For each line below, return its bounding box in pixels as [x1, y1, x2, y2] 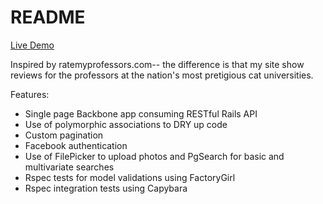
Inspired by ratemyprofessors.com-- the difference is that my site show [10, 58, 305, 70]
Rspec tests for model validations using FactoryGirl [24, 171, 236, 183]
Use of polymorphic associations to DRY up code [24, 118, 228, 130]
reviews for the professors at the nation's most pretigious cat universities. [10, 69, 314, 81]
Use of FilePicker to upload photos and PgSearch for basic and [24, 150, 285, 162]
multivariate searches [24, 161, 115, 173]
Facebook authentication [24, 139, 128, 151]
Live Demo [10, 39, 55, 51]
